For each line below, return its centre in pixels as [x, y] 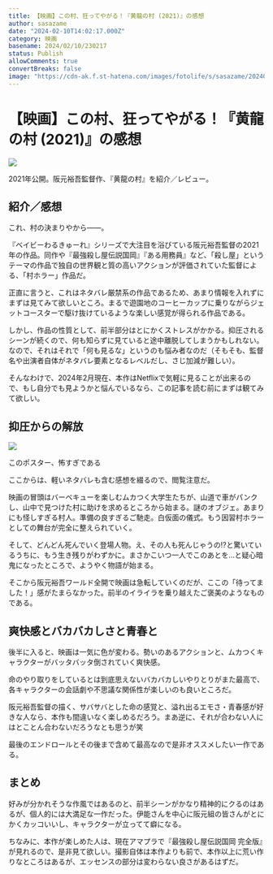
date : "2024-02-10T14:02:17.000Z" [67, 31]
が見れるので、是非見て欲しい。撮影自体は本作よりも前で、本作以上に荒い [133, 851]
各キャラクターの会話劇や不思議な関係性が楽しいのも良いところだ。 [122, 690]
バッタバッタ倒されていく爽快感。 [108, 662]
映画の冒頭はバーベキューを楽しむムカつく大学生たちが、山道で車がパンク [133, 497]
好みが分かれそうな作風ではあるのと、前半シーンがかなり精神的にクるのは [133, 803]
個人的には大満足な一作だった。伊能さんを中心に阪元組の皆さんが [140, 814]
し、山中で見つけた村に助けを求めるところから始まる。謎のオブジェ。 [126, 508]
